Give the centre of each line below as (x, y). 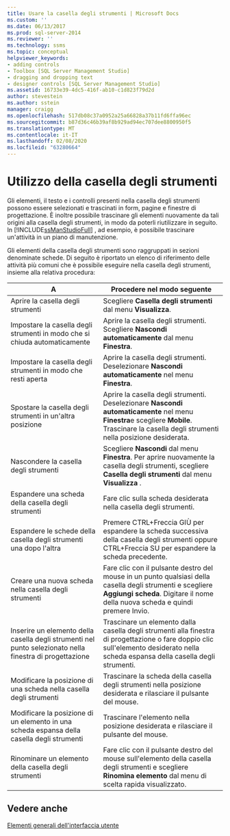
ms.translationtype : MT (41, 128)
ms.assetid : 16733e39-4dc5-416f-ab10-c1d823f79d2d (81, 90)
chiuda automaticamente (50, 342)
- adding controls (33, 65)
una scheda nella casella (50, 689)
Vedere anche (38, 809)
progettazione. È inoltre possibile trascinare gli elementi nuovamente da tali (113, 215)
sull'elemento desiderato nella (151, 648)
